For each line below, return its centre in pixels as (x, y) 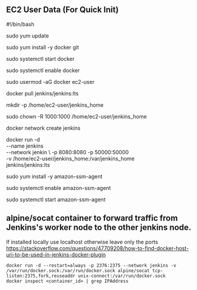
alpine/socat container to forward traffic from (92, 218)
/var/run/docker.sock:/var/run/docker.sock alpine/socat (78, 270)
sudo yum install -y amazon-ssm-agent (54, 176)
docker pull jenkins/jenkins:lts (42, 93)
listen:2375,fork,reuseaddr (41, 276)
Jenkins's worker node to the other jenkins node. (99, 228)
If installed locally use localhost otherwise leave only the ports (82, 242)
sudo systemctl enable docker (43, 70)
